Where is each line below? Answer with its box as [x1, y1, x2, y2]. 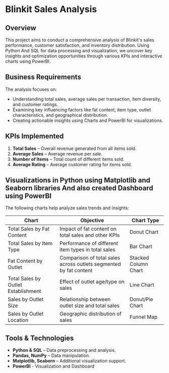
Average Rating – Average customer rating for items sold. [12, 161, 132, 167]
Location [8, 317, 29, 324]
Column [129, 261, 148, 268]
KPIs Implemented [5, 132, 64, 140]
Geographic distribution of [59, 311, 122, 318]
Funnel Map [129, 314, 157, 321]
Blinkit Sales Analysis [5, 4, 97, 15]
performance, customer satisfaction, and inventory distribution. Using [5, 42, 150, 48]
